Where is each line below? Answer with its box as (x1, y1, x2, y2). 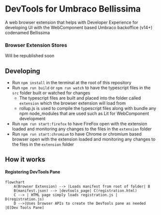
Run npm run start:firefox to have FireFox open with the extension (12, 121, 147, 127)
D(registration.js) (5, 197, 44, 201)
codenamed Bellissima (5, 30, 50, 35)
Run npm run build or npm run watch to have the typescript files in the (12, 85, 151, 91)
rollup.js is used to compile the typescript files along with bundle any (19, 106, 156, 111)
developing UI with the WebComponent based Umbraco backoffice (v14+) (5, 24, 153, 30)
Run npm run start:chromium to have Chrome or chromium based (12, 131, 142, 137)
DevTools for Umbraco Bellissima (5, 3, 141, 15)
